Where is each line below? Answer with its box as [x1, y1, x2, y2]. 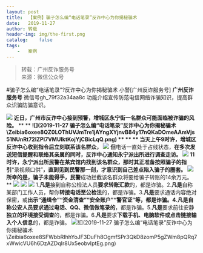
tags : [6, 43, 20, 49]
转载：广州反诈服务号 [21, 65, 75, 73]
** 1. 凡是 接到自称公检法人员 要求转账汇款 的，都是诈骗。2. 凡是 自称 [6, 181, 193, 188]
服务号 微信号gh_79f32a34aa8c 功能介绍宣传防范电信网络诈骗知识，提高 [6, 93, 188, 100]
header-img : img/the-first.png [6, 31, 85, 38]
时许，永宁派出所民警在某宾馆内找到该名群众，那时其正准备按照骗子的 [6, 158, 182, 165]
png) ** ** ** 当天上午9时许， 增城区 [105, 136, 197, 143]
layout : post [6, 8, 39, 15]
